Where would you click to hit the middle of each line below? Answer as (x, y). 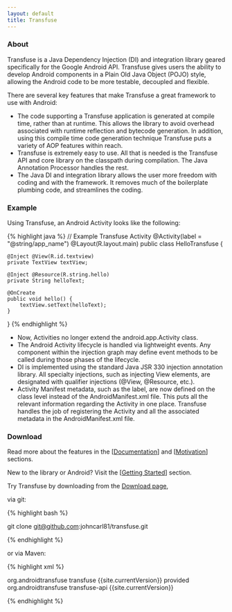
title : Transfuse (32, 20)
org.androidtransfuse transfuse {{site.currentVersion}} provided (98, 580)
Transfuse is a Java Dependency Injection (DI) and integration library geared (116, 59)
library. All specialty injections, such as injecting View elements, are (114, 374)
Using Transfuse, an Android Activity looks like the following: (94, 223)
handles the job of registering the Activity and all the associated (108, 411)
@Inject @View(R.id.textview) (51, 257)
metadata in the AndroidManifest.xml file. (76, 419)
